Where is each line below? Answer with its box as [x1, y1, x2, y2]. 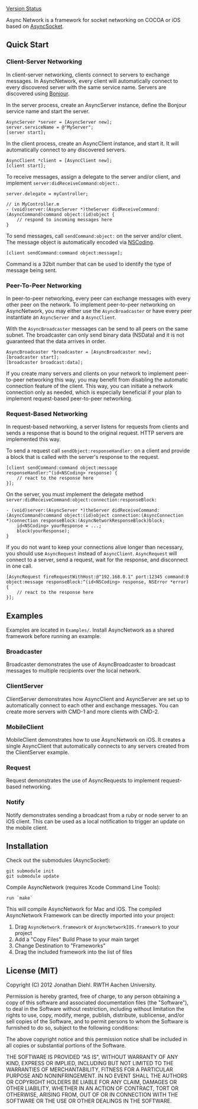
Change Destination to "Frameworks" [14, 942, 106, 949]
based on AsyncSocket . [6, 23, 64, 30]
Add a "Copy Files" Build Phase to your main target [14, 936, 139, 943]
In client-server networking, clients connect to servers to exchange [6, 71, 170, 78]
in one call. [6, 562, 33, 570]
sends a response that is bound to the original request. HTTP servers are [6, 429, 184, 437]
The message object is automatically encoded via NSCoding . [6, 238, 155, 245]
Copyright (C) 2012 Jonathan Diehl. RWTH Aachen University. [6, 981, 157, 988]
